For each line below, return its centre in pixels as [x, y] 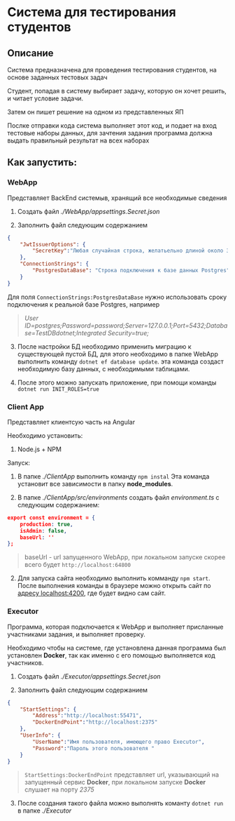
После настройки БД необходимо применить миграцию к [104, 346]
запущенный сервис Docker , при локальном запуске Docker [115, 782]
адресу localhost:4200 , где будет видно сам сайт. [92, 593]
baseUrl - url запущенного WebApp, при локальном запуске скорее [125, 557]
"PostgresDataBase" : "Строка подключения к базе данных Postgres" [131, 271]
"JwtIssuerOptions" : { [53, 244]
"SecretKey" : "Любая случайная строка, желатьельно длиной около [128, 251]
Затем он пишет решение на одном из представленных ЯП [95, 112]
